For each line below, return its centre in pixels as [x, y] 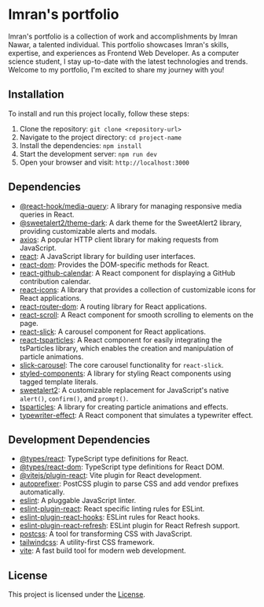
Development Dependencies [79, 440]
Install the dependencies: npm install [81, 145]
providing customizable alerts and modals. [88, 231]
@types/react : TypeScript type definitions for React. [104, 459]
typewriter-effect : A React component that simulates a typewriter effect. [136, 415]
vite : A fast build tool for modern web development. [103, 551]
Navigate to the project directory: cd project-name [101, 137]
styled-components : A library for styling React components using [125, 373]
